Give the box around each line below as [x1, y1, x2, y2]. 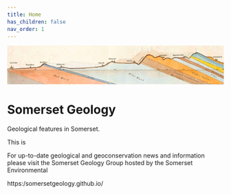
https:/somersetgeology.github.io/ [7, 179, 104, 187]
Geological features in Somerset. [7, 125, 100, 133]
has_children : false [7, 18, 67, 25]
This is [7, 138, 26, 146]
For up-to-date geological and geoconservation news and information [7, 151, 205, 160]
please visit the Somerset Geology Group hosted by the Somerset [7, 158, 193, 166]
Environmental [7, 166, 48, 174]
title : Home [7, 11, 41, 18]
